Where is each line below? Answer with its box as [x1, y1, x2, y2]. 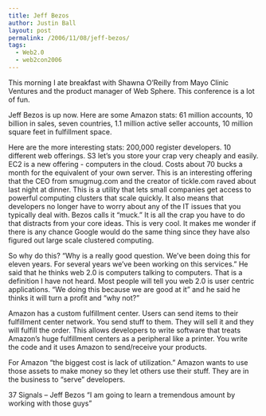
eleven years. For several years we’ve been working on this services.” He [8, 259, 248, 269]
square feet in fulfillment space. [8, 126, 113, 136]
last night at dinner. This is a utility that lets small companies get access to [8, 185, 252, 194]
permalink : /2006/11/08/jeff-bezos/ [8, 33, 130, 42]
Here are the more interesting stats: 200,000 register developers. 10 [8, 142, 232, 152]
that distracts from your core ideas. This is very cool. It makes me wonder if [8, 218, 256, 227]
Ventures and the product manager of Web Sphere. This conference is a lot [8, 86, 255, 95]
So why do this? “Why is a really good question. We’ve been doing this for [8, 251, 251, 260]
